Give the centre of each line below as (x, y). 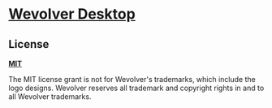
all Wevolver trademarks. (50, 97)
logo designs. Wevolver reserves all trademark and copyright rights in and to (136, 88)
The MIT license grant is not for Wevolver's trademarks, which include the (132, 79)
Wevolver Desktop (72, 14)
